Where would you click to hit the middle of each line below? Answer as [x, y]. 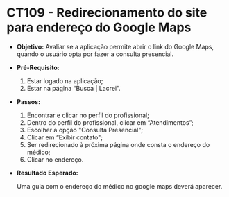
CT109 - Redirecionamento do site [107, 13]
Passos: [28, 101]
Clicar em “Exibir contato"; [65, 137]
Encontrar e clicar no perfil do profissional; [88, 115]
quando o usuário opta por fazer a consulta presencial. [95, 54]
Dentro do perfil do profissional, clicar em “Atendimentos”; [110, 122]
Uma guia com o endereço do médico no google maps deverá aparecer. [119, 186]
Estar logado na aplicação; [65, 80]
